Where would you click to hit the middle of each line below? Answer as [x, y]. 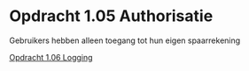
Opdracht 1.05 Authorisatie [111, 16]
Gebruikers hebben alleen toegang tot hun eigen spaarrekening [125, 40]
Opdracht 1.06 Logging [51, 57]
